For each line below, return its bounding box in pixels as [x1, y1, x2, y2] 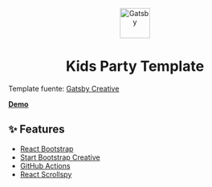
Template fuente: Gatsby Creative [8, 83, 120, 93]
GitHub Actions [19, 161, 71, 170]
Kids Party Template [65, 57, 205, 75]
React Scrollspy [19, 169, 72, 179]
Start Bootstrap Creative [19, 152, 100, 162]
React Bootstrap [19, 144, 74, 153]
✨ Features [8, 123, 65, 136]
